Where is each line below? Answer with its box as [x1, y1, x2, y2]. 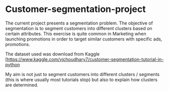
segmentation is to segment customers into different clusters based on [5, 25, 152, 31]
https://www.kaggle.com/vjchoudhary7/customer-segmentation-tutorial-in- [7, 56, 164, 62]
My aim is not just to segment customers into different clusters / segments [5, 71, 160, 77]
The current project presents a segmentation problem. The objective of [5, 20, 153, 26]
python [5, 61, 20, 67]
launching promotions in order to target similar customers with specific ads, [5, 36, 162, 42]
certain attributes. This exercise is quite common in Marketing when [5, 30, 146, 36]
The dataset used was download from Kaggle [5, 51, 100, 57]
